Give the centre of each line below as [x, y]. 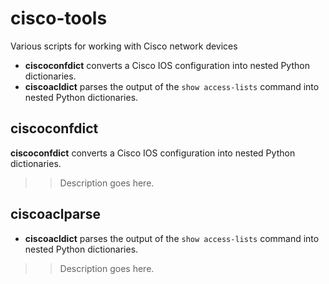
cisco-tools [59, 18]
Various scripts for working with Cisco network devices [124, 46]
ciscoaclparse [55, 214]
